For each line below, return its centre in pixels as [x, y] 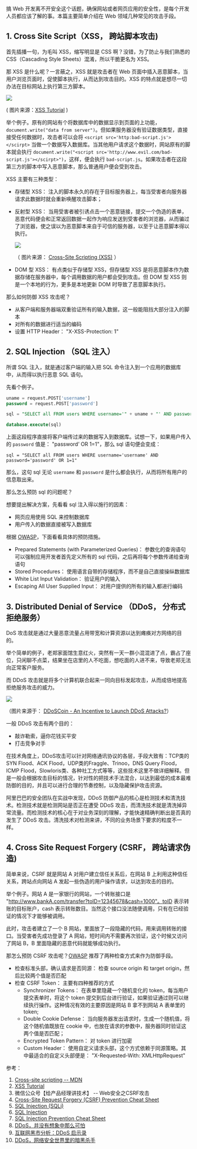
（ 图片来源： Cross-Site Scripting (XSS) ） [67, 257]
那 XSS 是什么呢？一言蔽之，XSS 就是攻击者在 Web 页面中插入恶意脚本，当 [97, 71]
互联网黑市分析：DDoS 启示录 [50, 1133]
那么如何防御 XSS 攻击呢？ [38, 297]
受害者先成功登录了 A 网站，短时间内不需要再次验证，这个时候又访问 [104, 936]
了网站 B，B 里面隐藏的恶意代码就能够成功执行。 [65, 943]
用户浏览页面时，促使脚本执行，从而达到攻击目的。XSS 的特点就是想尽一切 [97, 79]
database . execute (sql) [34, 425]
